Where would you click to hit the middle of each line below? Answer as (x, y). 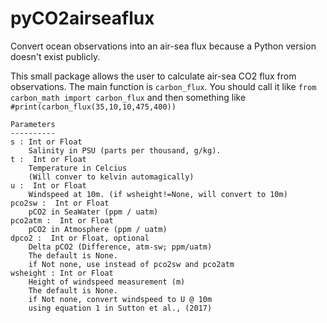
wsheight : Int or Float (62, 273)
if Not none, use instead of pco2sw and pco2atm (131, 264)
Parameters (33, 124)
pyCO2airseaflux (82, 18)
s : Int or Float (46, 142)
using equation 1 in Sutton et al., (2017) (120, 308)
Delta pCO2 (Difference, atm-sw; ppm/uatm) (120, 247)
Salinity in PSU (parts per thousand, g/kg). (125, 150)
